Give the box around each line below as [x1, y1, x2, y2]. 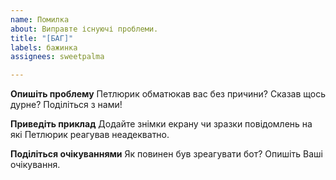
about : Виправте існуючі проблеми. [10, 24, 159, 34]
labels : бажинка [10, 42, 78, 53]
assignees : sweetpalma [10, 52, 105, 62]
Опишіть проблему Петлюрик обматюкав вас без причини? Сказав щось [10, 88, 326, 100]
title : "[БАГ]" [10, 33, 74, 43]
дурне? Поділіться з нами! [10, 99, 123, 111]
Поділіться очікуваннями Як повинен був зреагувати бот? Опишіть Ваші [10, 148, 323, 160]
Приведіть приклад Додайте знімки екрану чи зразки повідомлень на [10, 118, 313, 130]
